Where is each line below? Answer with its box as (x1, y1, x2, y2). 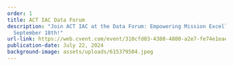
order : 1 (7, 10, 33, 17)
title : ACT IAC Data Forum (7, 16, 85, 23)
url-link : (7, 36, 36, 43)
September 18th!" (13, 29, 64, 36)
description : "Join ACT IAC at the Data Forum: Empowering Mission (7, 23, 207, 30)
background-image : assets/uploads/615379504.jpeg (7, 49, 154, 56)
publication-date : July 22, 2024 (7, 42, 104, 49)
